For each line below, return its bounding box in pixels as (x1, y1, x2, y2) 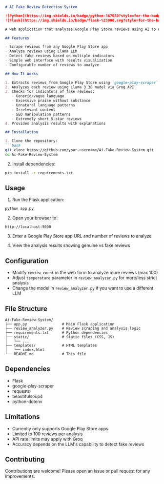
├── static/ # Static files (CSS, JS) (5, 334, 115, 339)
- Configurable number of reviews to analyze (5, 62, 99, 67)
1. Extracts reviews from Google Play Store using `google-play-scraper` (5, 80, 159, 85)
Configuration (5, 257, 49, 265)
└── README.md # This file (5, 351, 86, 356)
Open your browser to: (12, 215, 58, 221)
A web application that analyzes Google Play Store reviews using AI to (5, 27, 156, 32)
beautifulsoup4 (12, 393, 43, 399)
